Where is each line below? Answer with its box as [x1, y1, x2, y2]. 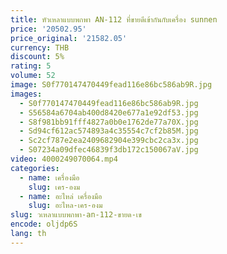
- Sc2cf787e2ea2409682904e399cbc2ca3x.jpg [19, 136, 199, 146]
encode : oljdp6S [10, 219, 78, 230]
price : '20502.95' [10, 24, 87, 34]
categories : [10, 163, 60, 173]
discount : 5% [10, 52, 65, 62]
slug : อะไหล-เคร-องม [28, 201, 103, 211]
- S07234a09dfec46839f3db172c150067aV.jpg [19, 145, 199, 155]
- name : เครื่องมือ [19, 172, 80, 183]
